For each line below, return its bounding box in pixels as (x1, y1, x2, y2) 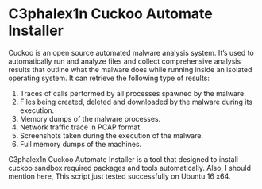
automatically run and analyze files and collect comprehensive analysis (8, 56, 241, 66)
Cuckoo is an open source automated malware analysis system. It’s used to (8, 48, 254, 57)
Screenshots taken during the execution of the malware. (19, 130, 204, 140)
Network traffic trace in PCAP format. (19, 122, 143, 132)
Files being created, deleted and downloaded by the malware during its (19, 97, 252, 106)
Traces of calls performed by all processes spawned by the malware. (19, 88, 246, 98)
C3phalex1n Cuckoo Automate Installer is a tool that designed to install (8, 154, 238, 164)
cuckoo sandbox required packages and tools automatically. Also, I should (8, 163, 252, 172)
